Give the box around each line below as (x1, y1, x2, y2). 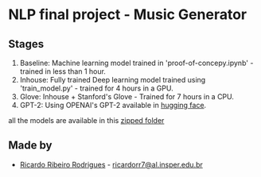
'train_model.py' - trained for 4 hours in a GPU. (19, 83, 173, 93)
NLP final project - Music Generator (8, 6, 247, 24)
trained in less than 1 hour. (19, 67, 106, 76)
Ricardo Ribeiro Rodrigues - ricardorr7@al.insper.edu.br (19, 160, 203, 169)
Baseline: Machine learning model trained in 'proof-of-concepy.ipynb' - (19, 58, 254, 67)
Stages (8, 37, 45, 51)
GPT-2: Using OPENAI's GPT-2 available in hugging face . (19, 101, 207, 110)
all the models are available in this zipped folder (8, 116, 165, 125)
